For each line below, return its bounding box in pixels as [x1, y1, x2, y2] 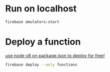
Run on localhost [5, 3, 77, 14]
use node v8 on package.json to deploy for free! [5, 53, 105, 59]
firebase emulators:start [5, 19, 59, 24]
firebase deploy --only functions [5, 62, 78, 67]
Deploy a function [5, 36, 81, 47]
